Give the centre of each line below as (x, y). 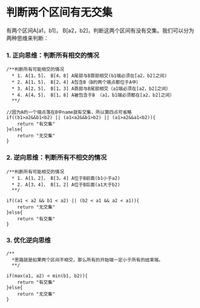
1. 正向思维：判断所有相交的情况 (53, 55)
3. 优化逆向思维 (29, 241)
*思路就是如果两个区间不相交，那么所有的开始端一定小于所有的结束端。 (88, 260)
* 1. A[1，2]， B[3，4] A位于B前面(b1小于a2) (66, 178)
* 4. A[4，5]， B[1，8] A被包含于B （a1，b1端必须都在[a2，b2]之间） (93, 95)
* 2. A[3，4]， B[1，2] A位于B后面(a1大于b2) (66, 185)
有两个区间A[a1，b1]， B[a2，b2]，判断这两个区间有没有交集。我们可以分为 (100, 30)
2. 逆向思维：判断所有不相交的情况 (57, 157)
